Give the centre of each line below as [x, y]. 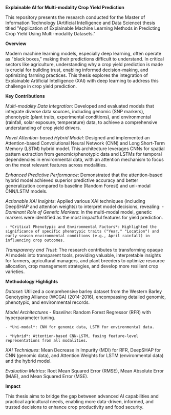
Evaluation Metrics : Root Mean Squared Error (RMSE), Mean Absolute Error [85, 371]
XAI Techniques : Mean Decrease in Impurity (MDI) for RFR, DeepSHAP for [83, 350]
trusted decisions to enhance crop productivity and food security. [74, 407]
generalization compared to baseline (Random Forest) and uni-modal [78, 186]
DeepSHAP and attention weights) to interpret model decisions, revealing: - [85, 206]
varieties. [15, 272]
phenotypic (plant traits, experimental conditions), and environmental [78, 117]
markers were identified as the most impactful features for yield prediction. [84, 217]
